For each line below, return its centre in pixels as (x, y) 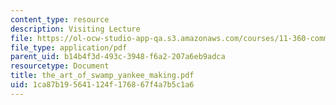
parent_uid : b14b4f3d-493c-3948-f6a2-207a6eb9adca (118, 57)
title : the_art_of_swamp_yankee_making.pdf (102, 76)
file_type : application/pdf (69, 47)
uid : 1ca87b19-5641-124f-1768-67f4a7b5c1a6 (102, 85)
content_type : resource (60, 19)
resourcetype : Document (60, 66)
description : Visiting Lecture (75, 29)
